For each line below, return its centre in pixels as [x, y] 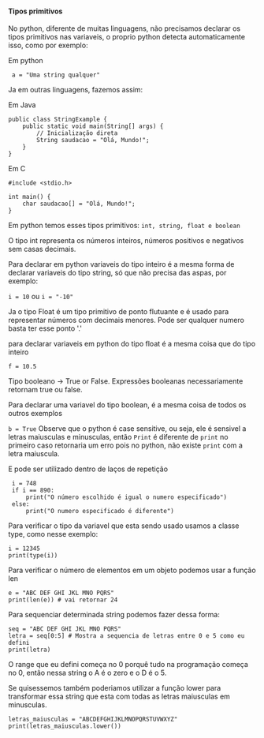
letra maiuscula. [34, 454]
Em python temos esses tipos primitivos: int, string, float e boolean [124, 226]
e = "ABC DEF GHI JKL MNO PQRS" [61, 593]
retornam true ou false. [45, 390]
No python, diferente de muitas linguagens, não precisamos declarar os [125, 28]
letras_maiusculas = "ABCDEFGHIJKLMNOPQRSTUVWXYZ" [93, 719]
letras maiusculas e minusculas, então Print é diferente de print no [118, 437]
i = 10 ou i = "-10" [41, 297]
